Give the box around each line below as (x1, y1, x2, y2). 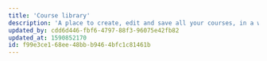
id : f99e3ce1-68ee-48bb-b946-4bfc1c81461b (8, 41, 151, 49)
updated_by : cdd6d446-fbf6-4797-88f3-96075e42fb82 (8, 26, 180, 34)
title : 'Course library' (8, 11, 91, 20)
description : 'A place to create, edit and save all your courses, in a (8, 19, 254, 27)
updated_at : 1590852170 (8, 33, 87, 42)
